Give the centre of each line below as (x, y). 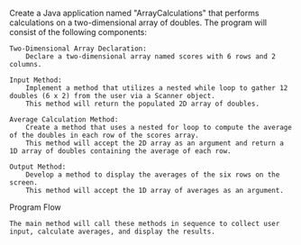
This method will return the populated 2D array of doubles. (142, 104)
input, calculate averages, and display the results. (113, 231)
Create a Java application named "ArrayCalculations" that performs (134, 13)
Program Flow (35, 207)
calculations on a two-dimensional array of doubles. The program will (138, 23)
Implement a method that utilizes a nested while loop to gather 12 (157, 88)
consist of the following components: (78, 32)
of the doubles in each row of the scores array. (105, 135)
